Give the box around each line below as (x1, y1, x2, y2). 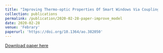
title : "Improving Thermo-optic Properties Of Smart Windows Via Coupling (5, 7, 160, 12)
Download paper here (5, 43, 49, 48)
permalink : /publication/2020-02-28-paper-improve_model (5, 16, 123, 21)
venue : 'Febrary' (5, 25, 40, 30)
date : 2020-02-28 (5, 20, 40, 26)
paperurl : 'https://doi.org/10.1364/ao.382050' (5, 29, 103, 34)
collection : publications (5, 12, 57, 16)
